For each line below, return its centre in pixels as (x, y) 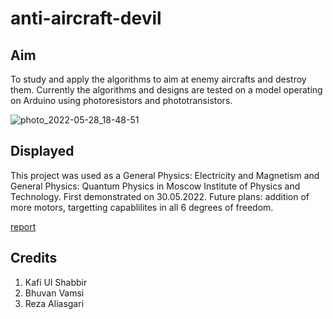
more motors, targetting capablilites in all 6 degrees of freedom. (142, 207)
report (23, 226)
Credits (34, 258)
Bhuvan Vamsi (54, 293)
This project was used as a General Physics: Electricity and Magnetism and (165, 175)
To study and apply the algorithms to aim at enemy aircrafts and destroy (158, 79)
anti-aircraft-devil (86, 18)
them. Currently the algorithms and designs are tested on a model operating (166, 90)
